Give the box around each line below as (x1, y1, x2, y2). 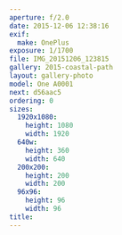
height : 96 (25, 196, 66, 206)
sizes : (9, 105, 34, 113)
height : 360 (25, 146, 69, 155)
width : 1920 (25, 130, 69, 138)
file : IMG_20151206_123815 (9, 55, 110, 63)
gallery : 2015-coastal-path (9, 63, 114, 72)
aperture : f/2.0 (9, 13, 69, 22)
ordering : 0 (9, 96, 53, 105)
